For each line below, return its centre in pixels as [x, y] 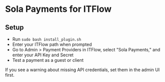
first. [10, 75]
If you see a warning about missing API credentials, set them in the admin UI [82, 70]
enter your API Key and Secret [43, 55]
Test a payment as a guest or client [48, 60]
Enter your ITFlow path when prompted [52, 44]
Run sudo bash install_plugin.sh [47, 39]
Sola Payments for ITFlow [58, 9]
